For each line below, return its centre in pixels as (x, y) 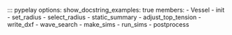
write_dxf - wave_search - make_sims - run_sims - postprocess (98, 24)
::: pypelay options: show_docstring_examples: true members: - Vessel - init (116, 10)
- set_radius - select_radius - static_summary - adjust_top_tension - (104, 17)
